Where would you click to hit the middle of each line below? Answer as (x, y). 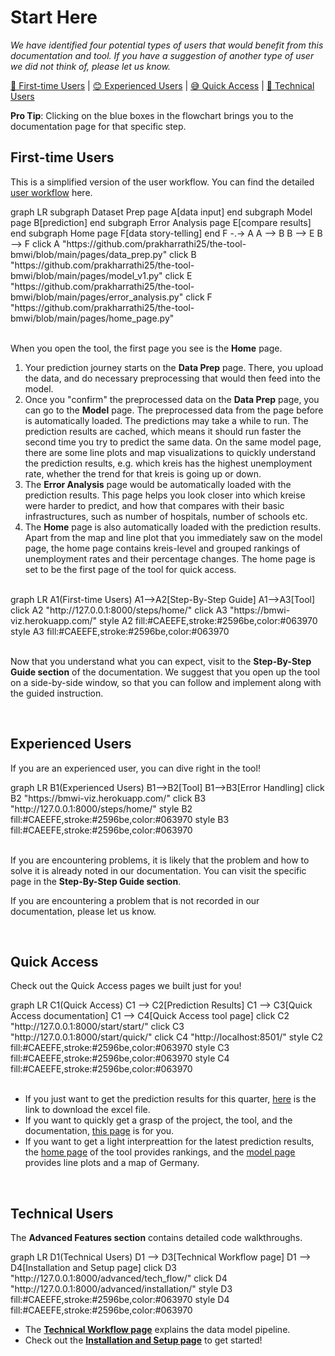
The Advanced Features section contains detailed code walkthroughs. (156, 1238)
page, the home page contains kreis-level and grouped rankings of (162, 548)
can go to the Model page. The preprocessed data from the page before (174, 410)
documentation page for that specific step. (98, 126)
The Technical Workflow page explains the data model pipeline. (157, 1330)
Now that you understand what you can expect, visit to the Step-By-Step (161, 661)
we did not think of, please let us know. (91, 66)
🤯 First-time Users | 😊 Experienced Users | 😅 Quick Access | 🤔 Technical (162, 85)
